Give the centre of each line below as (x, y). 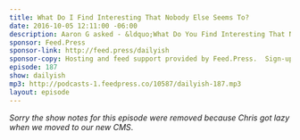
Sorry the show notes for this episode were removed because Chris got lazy (150, 118)
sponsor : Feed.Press (48, 42)
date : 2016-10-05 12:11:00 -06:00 (74, 26)
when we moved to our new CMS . (71, 127)
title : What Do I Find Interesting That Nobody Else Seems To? (129, 17)
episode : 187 (33, 68)
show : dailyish (37, 76)
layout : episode (39, 92)
